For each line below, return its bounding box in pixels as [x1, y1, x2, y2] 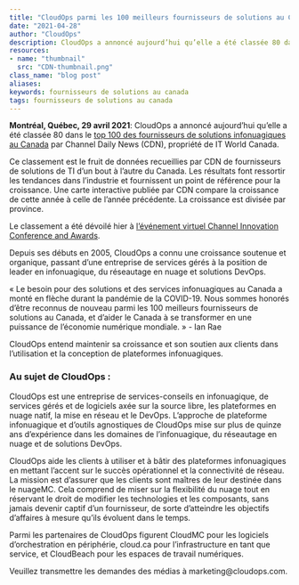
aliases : [9, 79, 42, 88]
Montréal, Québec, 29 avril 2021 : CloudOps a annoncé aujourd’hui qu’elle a [9, 120, 287, 131]
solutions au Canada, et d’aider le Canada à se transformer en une [9, 313, 252, 323]
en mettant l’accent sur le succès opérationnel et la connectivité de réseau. [9, 465, 285, 475]
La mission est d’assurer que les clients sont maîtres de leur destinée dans [9, 474, 282, 485]
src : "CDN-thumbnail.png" [17, 63, 114, 72]
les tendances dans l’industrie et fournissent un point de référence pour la [9, 175, 281, 186]
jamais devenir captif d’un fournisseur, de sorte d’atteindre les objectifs [9, 502, 270, 513]
